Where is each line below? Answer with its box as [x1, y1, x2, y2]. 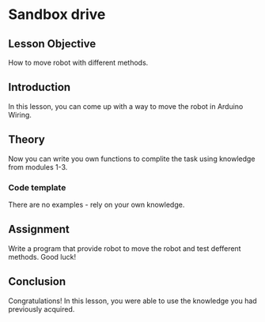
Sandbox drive [8, 6, 106, 24]
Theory [8, 133, 46, 147]
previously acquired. [8, 304, 75, 313]
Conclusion [8, 275, 66, 289]
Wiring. [8, 110, 32, 119]
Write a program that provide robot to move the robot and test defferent [8, 243, 241, 253]
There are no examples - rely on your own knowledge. [8, 200, 185, 209]
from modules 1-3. [8, 162, 68, 171]
